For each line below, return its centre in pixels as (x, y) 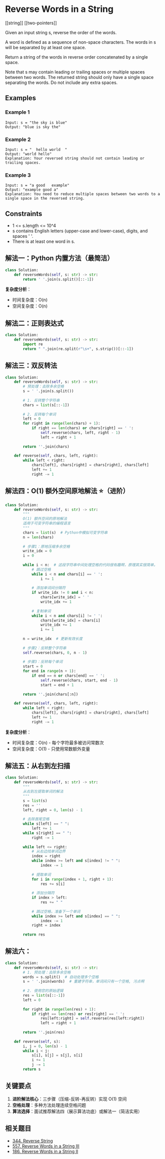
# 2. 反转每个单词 (40, 414)
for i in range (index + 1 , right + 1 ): (72, 879)
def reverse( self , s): (37, 1041)
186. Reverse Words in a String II (45, 1151)
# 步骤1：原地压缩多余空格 (46, 546)
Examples (21, 98)
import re (33, 344)
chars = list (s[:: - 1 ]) (46, 405)
